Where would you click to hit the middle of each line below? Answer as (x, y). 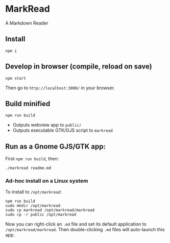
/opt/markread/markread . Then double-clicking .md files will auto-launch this (85, 230)
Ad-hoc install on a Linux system (47, 181)
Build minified (28, 103)
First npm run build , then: (32, 159)
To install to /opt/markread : (34, 192)
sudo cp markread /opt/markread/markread (50, 210)
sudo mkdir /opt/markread (33, 206)
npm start (16, 78)
